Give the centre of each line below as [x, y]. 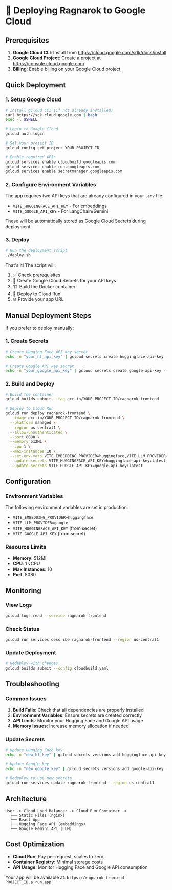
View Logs [19, 605]
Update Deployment [31, 653]
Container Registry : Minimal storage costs [58, 862]
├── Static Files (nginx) [38, 815]
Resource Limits [26, 547]
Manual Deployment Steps [48, 316]
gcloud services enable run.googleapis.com [52, 167]
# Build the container [29, 394]
